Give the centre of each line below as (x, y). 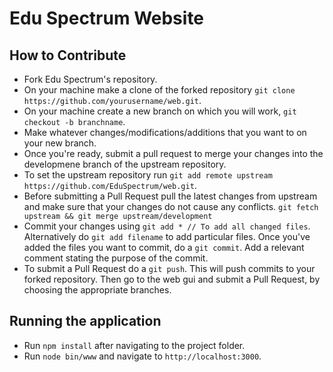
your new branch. (60, 143)
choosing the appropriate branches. (97, 290)
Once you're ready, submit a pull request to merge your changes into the (173, 153)
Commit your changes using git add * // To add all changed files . (167, 226)
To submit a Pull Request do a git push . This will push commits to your (169, 268)
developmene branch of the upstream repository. (125, 164)
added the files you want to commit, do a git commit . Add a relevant (164, 247)
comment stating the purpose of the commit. (116, 258)
